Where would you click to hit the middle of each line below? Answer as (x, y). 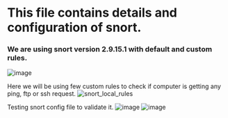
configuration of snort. (74, 27)
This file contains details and (92, 13)
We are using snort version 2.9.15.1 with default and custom (110, 49)
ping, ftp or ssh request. (42, 94)
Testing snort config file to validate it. (60, 107)
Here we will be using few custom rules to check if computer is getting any (114, 86)
